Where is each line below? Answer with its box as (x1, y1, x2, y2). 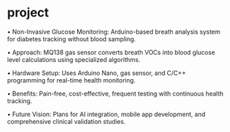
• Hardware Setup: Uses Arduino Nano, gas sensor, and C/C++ (7, 69, 186, 77)
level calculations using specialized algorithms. (7, 55, 141, 63)
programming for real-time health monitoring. (7, 76, 136, 84)
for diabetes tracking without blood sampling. (7, 34, 136, 43)
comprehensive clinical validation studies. (7, 117, 126, 125)
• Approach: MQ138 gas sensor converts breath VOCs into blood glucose (7, 48, 216, 56)
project (7, 5, 50, 21)
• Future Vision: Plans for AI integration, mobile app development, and (7, 110, 206, 118)
